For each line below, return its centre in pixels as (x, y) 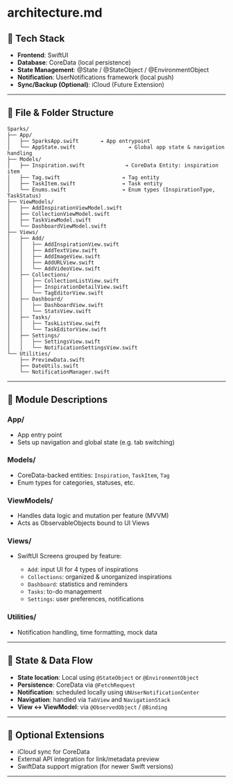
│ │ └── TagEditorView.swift (55, 293)
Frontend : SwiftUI (43, 55)
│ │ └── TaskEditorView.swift (57, 329)
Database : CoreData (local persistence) (74, 62)
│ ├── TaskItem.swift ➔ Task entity (85, 183)
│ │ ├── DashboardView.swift (55, 305)
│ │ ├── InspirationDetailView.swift (68, 287)
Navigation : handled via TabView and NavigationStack (94, 699)
